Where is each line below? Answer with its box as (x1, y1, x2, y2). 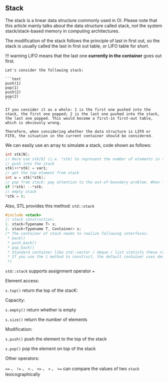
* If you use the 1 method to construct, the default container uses (7, 254, 155, 259)
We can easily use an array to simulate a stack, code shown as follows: (5, 142, 151, 148)
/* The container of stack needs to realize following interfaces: (5, 231, 149, 236)
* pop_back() (7, 245, 35, 250)
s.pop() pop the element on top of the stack (5, 345, 96, 352)
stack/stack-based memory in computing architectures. (5, 28, 120, 34)
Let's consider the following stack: (5, 68, 84, 73)
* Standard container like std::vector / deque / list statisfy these (7, 250, 157, 255)
